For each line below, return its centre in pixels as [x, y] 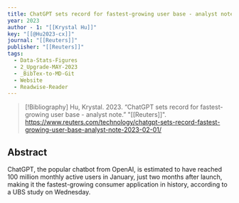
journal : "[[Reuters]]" [43, 41]
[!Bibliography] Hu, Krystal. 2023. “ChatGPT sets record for [112, 107]
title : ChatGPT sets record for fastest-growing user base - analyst [113, 14]
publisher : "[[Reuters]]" [46, 47]
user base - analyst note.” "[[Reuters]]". [109, 115]
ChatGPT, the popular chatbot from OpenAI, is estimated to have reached [115, 170]
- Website [28, 80]
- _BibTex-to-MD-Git [44, 73]
